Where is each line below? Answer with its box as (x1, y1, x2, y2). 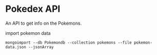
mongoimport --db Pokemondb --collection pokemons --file (5, 40, 132, 45)
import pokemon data (5, 30, 51, 36)
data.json (5, 44, 27, 49)
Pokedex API (5, 3, 61, 15)
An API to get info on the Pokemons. (5, 20, 82, 26)
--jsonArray (28, 44, 54, 49)
